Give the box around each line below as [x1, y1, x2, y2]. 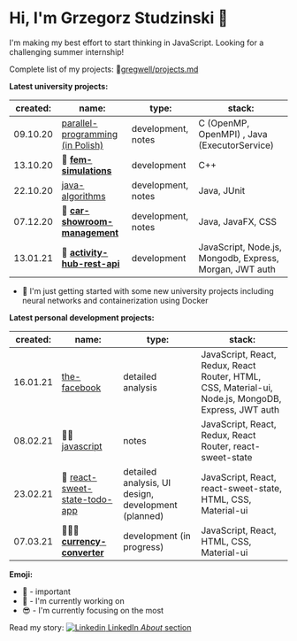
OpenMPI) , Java [198, 127, 268, 140]
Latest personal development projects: [9, 312, 155, 322]
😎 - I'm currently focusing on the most [21, 605, 164, 615]
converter [61, 546, 104, 559]
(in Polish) [61, 139, 104, 151]
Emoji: [9, 568, 34, 579]
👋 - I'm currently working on [21, 595, 126, 606]
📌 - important [21, 586, 71, 597]
